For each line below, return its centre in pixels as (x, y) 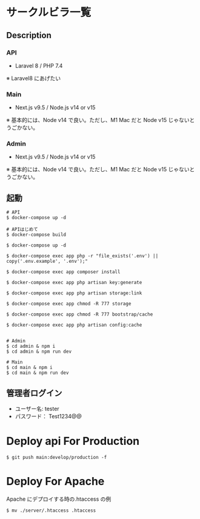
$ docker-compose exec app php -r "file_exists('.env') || (82, 256)
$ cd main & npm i (29, 368)
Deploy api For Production (73, 441)
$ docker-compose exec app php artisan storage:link (74, 293)
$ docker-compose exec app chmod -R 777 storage (69, 304)
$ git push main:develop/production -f (57, 458)
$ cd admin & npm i (31, 347)
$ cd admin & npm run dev (39, 352)
